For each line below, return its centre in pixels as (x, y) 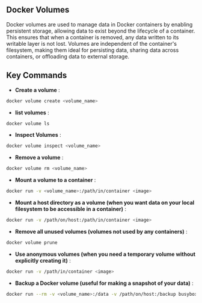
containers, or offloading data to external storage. (68, 56)
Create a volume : (37, 90)
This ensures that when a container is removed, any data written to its (93, 37)
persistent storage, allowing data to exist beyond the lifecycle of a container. (101, 31)
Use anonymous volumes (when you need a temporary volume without (105, 254)
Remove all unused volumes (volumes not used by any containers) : (101, 231)
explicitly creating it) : (43, 260)
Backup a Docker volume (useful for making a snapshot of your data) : (104, 283)
